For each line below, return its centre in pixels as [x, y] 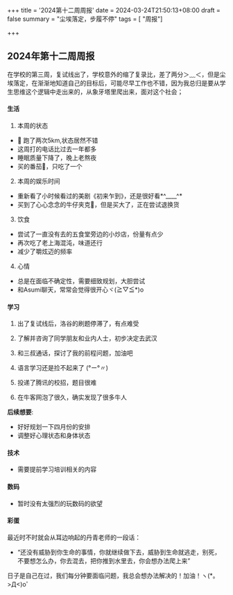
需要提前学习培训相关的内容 [57, 469]
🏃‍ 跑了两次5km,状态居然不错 [58, 140]
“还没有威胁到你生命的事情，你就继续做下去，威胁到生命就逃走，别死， [119, 552]
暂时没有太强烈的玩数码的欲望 [60, 503]
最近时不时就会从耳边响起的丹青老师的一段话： [74, 537]
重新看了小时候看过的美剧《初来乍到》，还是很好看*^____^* [100, 196]
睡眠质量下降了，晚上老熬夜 [57, 158]
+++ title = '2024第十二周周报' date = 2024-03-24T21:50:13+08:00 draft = [114, 10]
